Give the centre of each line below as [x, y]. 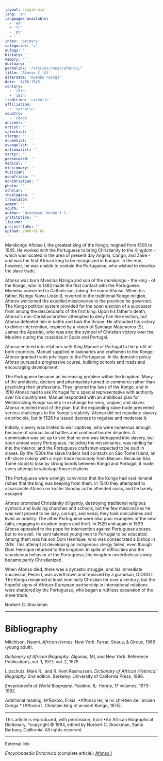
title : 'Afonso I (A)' [28, 73]
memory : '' [16, 59]
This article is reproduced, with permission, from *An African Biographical [79, 720]
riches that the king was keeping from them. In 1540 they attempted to [75, 483]
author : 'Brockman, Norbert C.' [38, 213]
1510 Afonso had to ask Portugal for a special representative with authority [79, 392]
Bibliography [31, 628]
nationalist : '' [21, 150]
